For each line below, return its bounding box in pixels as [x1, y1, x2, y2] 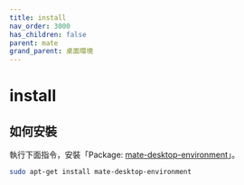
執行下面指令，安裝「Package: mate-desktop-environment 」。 [9, 150, 240, 161]
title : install [9, 13, 67, 23]
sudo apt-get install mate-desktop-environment [9, 168, 192, 177]
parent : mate [9, 38, 59, 48]
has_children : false [9, 30, 88, 39]
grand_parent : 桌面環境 [9, 47, 93, 56]
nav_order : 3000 [9, 22, 70, 31]
